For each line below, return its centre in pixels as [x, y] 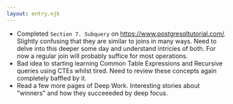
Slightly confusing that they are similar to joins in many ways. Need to [116, 41]
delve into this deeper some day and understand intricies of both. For [116, 48]
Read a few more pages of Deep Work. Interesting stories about [108, 85]
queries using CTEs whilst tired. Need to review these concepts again [116, 70]
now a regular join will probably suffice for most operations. [102, 56]
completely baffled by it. [52, 78]
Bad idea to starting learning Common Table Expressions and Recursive [120, 63]
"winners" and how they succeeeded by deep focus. [92, 93]
